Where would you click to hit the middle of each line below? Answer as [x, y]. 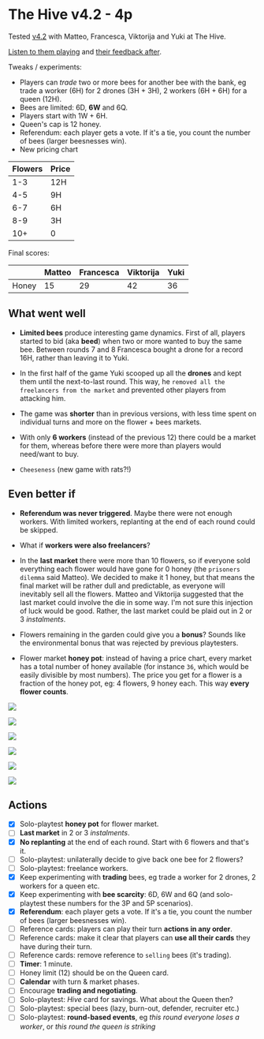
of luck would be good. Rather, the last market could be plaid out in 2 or [136, 611]
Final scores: [29, 252]
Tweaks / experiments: [45, 67]
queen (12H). [41, 99]
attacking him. [43, 398]
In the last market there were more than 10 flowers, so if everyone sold [135, 560]
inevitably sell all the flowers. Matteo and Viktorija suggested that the [132, 594]
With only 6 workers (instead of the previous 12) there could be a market [138, 437]
